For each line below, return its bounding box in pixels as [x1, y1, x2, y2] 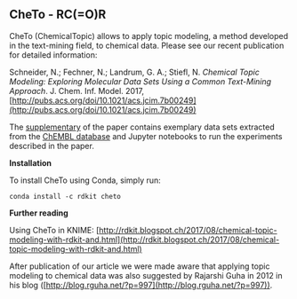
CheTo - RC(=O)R [9, 7, 107, 22]
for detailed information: [9, 49, 98, 60]
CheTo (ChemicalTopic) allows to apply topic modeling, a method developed [9, 30, 289, 41]
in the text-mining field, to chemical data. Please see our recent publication [9, 40, 285, 51]
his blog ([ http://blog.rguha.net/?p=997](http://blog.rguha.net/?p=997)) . [9, 279, 273, 290]
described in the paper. [9, 140, 95, 151]
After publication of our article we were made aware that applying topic [9, 261, 270, 271]
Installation [9, 157, 52, 168]
